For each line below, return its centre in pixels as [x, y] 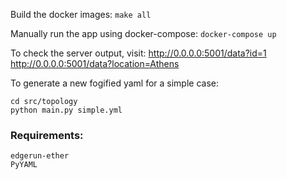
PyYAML [24, 165]
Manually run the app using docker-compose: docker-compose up [143, 33]
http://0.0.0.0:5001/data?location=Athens [95, 63]
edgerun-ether [40, 156]
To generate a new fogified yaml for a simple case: [115, 83]
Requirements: [47, 135]
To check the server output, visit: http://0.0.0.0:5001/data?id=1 [138, 53]
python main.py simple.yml [66, 110]
